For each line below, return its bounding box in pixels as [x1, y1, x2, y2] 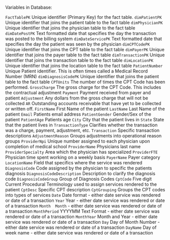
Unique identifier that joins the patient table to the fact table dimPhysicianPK [5, 20, 163, 25]
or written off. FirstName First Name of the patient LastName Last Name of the [5, 106, 165, 112]
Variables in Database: [5, 5, 52, 10]
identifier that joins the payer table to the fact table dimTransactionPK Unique [5, 52, 165, 58]
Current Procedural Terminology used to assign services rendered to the [5, 181, 157, 187]
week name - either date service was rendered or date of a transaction [5, 230, 153, 235]
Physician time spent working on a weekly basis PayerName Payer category [5, 154, 160, 160]
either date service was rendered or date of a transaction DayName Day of [5, 224, 157, 230]
